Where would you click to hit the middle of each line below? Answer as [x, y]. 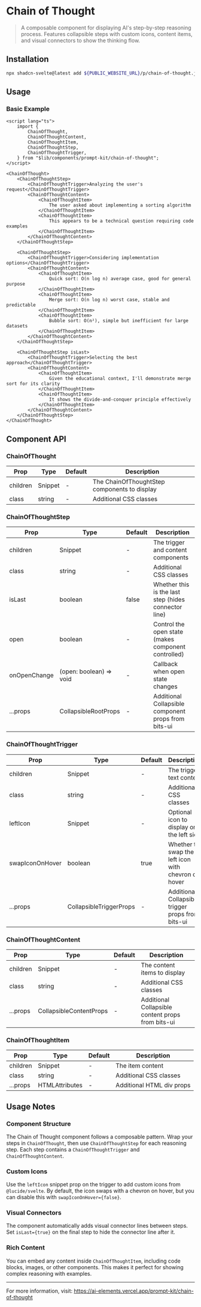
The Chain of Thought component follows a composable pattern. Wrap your [100, 1137]
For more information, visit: [39, 1291]
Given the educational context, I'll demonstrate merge [120, 379]
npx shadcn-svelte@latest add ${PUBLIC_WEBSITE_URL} [73, 73]
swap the [181, 852]
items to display [163, 972]
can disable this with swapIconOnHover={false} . [64, 1197]
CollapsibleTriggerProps [101, 906]
